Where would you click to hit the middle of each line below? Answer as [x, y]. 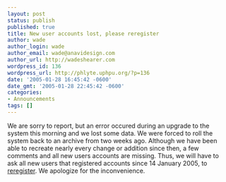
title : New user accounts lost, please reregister [83, 34]
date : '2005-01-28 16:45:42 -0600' [60, 79]
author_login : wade [36, 47]
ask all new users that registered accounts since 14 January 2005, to [107, 163]
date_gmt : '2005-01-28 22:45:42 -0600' [66, 86]
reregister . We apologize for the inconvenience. [76, 171]
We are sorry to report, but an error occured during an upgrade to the [108, 126]
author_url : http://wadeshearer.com [61, 60]
